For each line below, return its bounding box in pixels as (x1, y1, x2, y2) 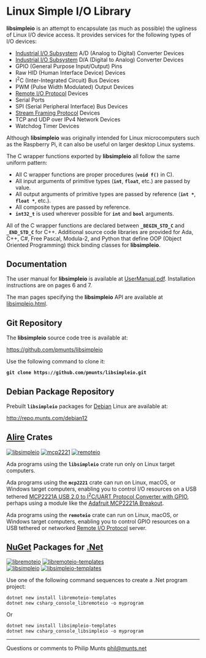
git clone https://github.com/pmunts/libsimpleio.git (6, 369, 147, 376)
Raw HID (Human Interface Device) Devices (15, 69, 126, 76)
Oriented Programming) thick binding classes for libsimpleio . (6, 241, 161, 249)
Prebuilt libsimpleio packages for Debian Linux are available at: (6, 403, 168, 410)
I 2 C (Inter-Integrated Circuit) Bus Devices (15, 75, 120, 84)
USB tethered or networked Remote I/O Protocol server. (6, 524, 147, 531)
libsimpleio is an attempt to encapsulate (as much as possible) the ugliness (6, 25, 197, 32)
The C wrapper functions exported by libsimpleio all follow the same (6, 152, 180, 160)
